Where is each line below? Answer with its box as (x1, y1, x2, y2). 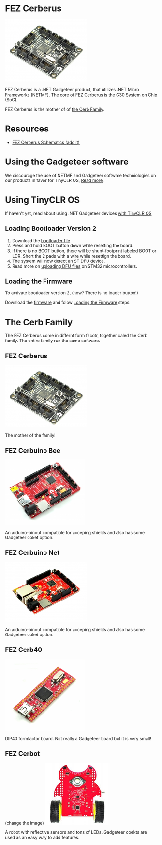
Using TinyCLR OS (5, 195, 80, 205)
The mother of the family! (5, 432, 56, 438)
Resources (5, 123, 49, 134)
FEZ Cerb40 (5, 646, 43, 654)
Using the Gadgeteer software (5, 156, 129, 167)
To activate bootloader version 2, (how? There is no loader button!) (5, 290, 139, 296)
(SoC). (5, 97, 18, 102)
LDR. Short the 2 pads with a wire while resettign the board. (12, 253, 132, 259)
